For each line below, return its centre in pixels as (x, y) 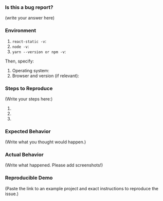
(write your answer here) (30, 18)
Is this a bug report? (29, 7)
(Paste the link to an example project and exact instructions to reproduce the (82, 188)
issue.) (12, 194)
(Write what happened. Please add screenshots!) (54, 165)
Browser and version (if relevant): (45, 76)
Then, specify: (19, 61)
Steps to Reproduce (29, 88)
